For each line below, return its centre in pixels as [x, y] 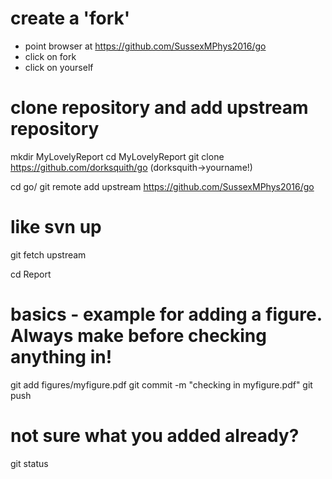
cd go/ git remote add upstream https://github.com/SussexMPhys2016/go [162, 186]
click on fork [50, 56]
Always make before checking [138, 336]
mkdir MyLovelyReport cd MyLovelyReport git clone [117, 156]
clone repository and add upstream [159, 108]
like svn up [56, 227]
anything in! [61, 357]
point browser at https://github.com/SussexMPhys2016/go [145, 46]
